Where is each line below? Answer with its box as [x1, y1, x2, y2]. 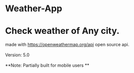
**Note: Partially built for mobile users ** [5, 62, 89, 69]
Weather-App [5, 3, 63, 14]
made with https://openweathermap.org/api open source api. [5, 42, 130, 48]
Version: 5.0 [5, 52, 30, 58]
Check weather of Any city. [5, 25, 120, 37]
